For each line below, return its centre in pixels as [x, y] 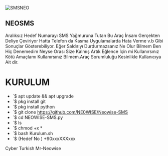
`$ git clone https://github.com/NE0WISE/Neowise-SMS [70, 112]
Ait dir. [12, 62]
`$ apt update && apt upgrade [43, 96]
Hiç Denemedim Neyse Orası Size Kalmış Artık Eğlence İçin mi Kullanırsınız [82, 51]
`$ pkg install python [34, 106]
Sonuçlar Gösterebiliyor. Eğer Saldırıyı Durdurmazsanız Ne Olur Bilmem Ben [83, 46]
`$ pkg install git [29, 101]
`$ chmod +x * [27, 128]
